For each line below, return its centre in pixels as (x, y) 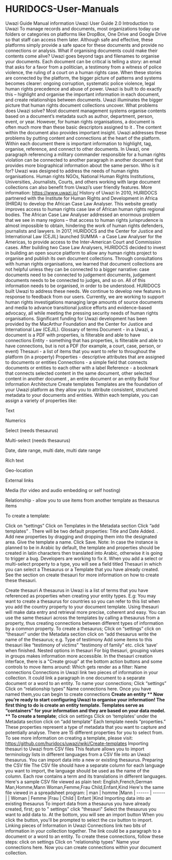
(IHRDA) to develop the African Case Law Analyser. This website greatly (81, 203)
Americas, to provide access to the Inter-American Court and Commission (83, 242)
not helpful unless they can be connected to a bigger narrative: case (77, 269)
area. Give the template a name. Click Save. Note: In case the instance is (82, 542)
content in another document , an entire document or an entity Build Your (82, 378)
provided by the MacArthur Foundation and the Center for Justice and (79, 324)
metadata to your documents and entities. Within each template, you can (82, 395)
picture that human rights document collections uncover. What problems (82, 105)
